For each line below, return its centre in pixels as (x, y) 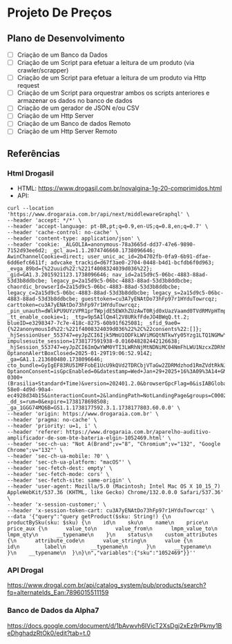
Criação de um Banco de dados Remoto (74, 124)
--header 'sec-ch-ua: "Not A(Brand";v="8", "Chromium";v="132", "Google (114, 444)
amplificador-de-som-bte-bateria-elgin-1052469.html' (86, 438)
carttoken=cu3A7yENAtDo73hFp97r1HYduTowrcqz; (74, 305)
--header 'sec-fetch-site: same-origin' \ (69, 481)
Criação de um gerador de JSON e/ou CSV (78, 108)
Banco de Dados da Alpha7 (53, 611)
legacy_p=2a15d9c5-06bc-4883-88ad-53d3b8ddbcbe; (122, 281)
